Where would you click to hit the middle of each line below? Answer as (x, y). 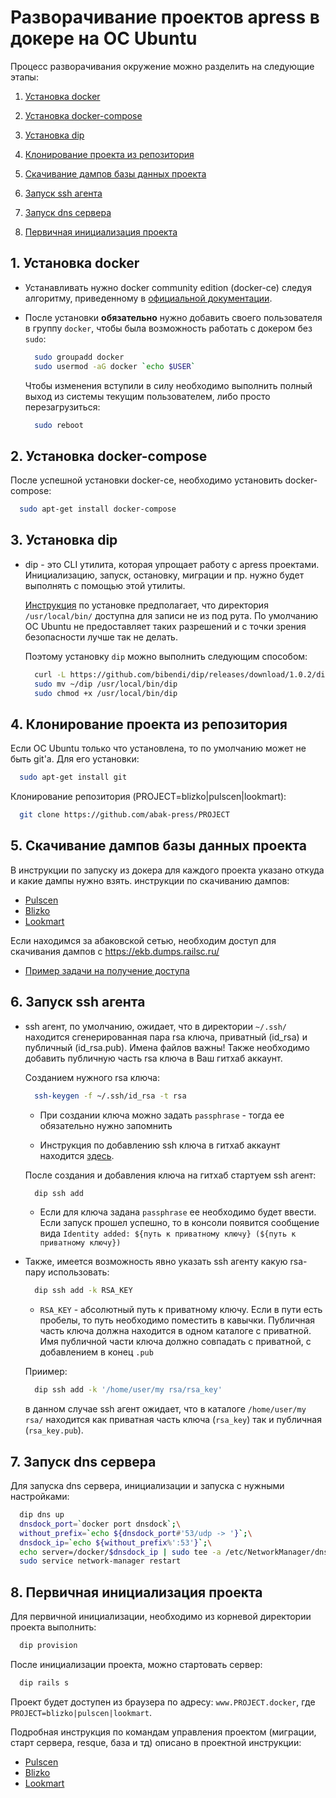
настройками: (40, 1496)
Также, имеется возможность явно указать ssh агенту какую (156, 1262)
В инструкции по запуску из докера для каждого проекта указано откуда (167, 870)
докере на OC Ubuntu (104, 38)
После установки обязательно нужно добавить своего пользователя (173, 317)
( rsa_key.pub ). (54, 1430)
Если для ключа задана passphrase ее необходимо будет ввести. (178, 1212)
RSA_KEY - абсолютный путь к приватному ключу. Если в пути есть (181, 1310)
